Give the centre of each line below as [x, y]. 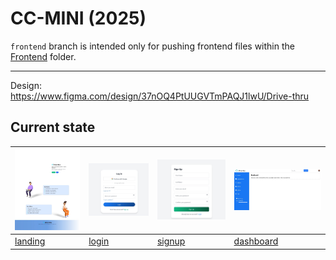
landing [30, 241]
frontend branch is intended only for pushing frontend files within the [152, 46]
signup [171, 241]
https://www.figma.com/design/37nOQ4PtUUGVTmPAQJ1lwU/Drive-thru [160, 96]
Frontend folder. [43, 56]
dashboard [256, 241]
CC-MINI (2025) [78, 18]
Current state [53, 127]
